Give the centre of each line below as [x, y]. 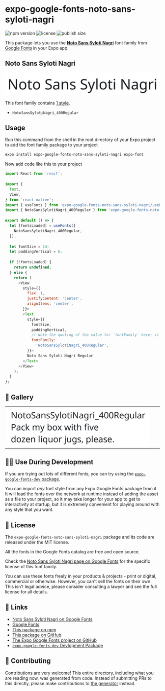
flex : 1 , [36, 293]
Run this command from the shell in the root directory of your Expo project [80, 140]
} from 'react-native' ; [29, 200]
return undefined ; [33, 267]
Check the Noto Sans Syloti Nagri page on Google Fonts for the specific [78, 561]
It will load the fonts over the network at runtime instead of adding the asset [82, 494]
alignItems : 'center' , [50, 304]
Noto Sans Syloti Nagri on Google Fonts [52, 619]
